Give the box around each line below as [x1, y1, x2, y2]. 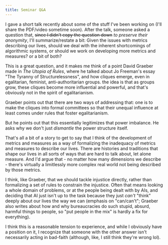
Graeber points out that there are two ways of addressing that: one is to [5, 99, 153, 105]
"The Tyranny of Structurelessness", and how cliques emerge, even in [5, 73, 150, 79]
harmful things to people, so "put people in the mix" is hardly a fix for [5, 208, 148, 214]
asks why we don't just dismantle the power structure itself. [5, 125, 128, 131]
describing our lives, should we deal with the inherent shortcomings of [5, 42, 151, 48]
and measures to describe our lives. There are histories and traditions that [5, 145, 158, 151]
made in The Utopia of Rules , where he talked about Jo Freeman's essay [5, 68, 155, 74]
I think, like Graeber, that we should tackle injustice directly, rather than [5, 176, 152, 182]
